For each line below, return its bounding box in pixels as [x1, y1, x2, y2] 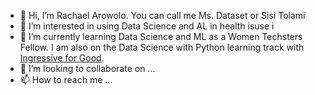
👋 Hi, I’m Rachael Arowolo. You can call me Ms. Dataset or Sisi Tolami [19, 10, 306, 21]
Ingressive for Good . [19, 52, 105, 64]
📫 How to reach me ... [19, 74, 113, 85]
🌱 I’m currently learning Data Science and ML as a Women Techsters [19, 31, 303, 42]
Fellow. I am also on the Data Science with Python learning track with [19, 41, 305, 53]
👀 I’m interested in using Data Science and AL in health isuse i [19, 20, 275, 32]
